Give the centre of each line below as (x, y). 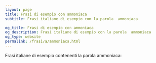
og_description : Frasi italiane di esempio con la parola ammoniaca (78, 32)
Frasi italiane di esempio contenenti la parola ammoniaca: (63, 55)
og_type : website (23, 37)
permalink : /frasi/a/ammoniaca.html (43, 42)
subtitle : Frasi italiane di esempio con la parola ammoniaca (72, 19)
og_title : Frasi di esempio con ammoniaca (49, 28)
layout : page (19, 10)
